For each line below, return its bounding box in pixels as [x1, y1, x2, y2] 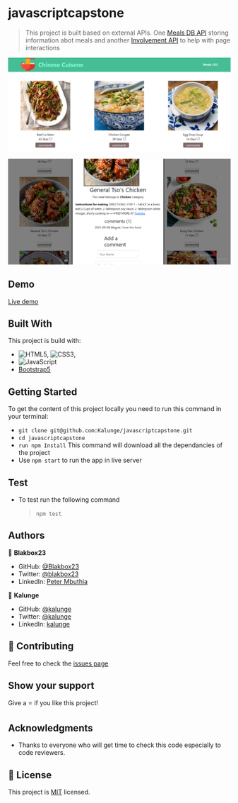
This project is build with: [8, 337, 81, 345]
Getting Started [8, 386, 78, 398]
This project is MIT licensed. [8, 788, 90, 797]
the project [18, 449, 50, 457]
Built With [8, 318, 52, 330]
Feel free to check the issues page [8, 659, 109, 668]
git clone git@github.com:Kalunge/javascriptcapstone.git [18, 427, 193, 434]
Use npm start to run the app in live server [18, 456, 142, 465]
